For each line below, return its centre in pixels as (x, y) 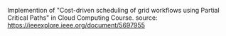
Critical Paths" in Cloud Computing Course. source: (82, 18)
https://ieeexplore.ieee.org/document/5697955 (76, 25)
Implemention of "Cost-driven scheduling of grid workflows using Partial (113, 10)
